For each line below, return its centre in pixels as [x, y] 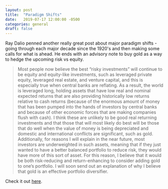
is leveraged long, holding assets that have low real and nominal [84, 91]
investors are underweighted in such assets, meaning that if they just [89, 144]
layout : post [19, 10]
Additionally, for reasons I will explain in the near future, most [81, 139]
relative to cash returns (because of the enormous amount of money [89, 101]
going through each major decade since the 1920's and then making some [82, 49]
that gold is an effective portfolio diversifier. [63, 172]
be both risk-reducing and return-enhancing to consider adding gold [89, 161]
